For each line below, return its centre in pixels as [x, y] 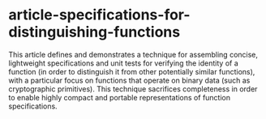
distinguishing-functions [94, 32]
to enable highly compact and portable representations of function [120, 97]
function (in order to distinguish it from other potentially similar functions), [132, 71]
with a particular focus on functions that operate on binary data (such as [129, 80]
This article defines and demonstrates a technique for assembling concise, [133, 54]
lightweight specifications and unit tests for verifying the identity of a [124, 63]
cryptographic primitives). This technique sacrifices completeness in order [133, 89]
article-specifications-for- [99, 15]
